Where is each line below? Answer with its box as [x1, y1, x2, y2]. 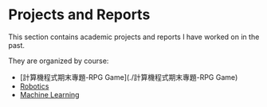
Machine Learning [19, 89, 80, 99]
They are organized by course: [8, 56, 109, 65]
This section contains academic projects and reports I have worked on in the [8, 32, 260, 42]
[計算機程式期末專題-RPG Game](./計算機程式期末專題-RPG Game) [19, 72, 238, 81]
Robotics [19, 81, 49, 91]
